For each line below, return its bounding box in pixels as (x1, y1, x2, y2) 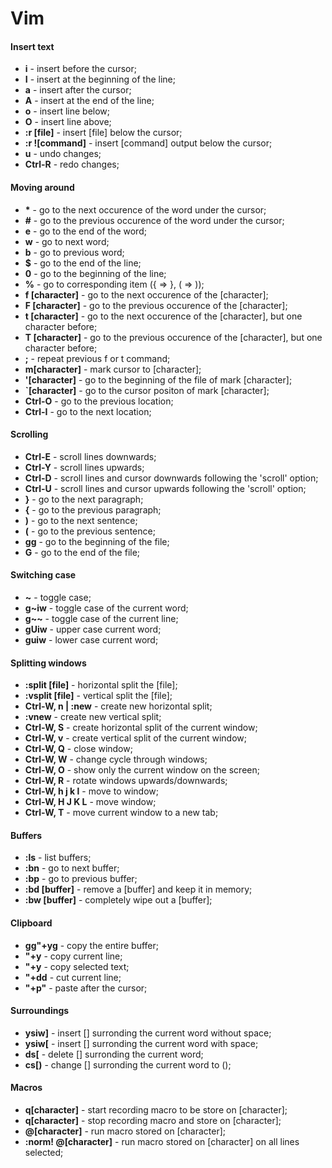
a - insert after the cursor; (24, 84, 132, 96)
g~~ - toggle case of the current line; (24, 613, 179, 624)
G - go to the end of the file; (24, 546, 141, 558)
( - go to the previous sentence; (24, 525, 156, 537)
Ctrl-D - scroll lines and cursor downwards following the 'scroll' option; (24, 472, 319, 484)
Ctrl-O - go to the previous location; (24, 395, 174, 407)
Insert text (10, 40, 55, 52)
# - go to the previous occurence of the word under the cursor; (24, 214, 285, 226)
